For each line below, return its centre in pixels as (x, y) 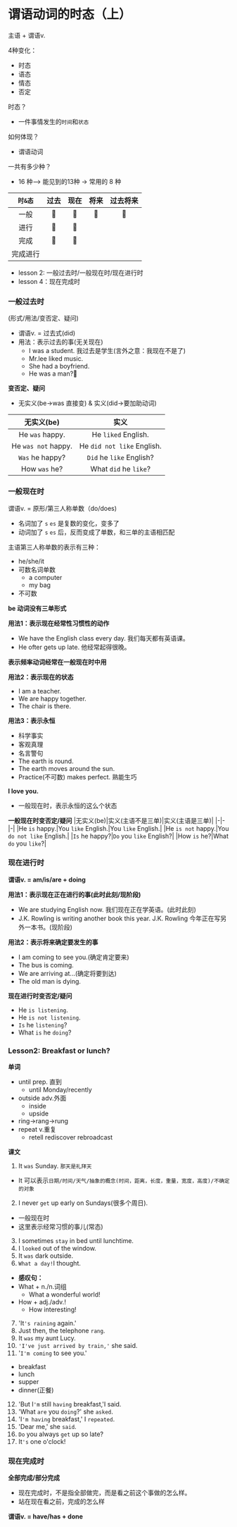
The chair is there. (44, 706)
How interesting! (52, 1310)
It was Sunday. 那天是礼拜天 (55, 1166)
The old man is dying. (50, 981)
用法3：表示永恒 (32, 720)
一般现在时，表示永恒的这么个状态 (68, 805)
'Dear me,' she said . (47, 1427)
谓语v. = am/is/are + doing (47, 879)
